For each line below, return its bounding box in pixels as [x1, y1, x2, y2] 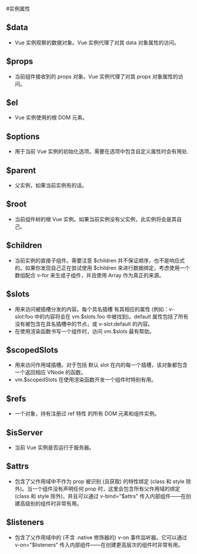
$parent [6, 165, 36, 175]
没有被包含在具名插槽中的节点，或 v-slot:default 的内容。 [14, 320, 153, 327]
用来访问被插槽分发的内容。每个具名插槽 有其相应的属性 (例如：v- [14, 306, 175, 313]
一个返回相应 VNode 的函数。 [14, 369, 86, 376]
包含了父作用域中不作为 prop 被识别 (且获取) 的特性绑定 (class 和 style [14, 477, 185, 485]
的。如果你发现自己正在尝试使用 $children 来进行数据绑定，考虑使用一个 [14, 264, 190, 271]
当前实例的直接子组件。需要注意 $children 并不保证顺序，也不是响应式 [14, 257, 185, 264]
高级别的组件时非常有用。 [19, 500, 82, 507]
